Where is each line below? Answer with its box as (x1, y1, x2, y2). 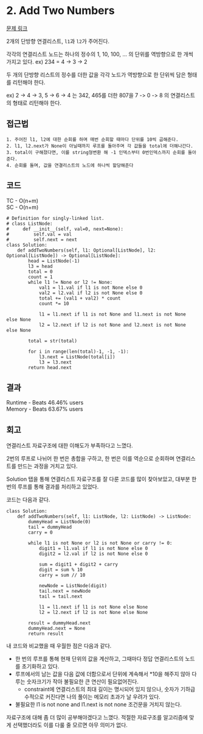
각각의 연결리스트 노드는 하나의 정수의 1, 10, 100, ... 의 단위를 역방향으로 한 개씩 (6, 50, 193, 58)
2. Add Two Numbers (6, 4, 115, 18)
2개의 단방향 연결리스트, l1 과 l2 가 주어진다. (6, 37, 110, 44)
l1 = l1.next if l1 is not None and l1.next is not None (38, 311, 187, 317)
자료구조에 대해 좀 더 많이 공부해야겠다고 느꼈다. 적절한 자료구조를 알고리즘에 (6, 714, 188, 721)
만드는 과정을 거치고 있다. (17, 462, 78, 470)
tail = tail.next (38, 593, 83, 600)
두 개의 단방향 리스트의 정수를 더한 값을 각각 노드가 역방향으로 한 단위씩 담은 (6, 71, 187, 78)
